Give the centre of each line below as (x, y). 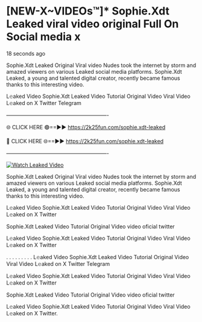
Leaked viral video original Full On (93, 24)
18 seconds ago (26, 53)
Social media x (43, 37)
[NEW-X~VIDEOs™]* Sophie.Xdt (88, 11)
